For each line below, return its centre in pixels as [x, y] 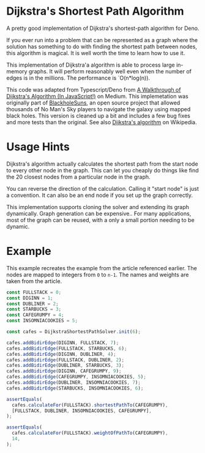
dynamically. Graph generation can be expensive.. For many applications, [99, 213]
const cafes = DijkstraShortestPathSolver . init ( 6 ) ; [73, 332]
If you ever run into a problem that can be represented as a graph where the [102, 40]
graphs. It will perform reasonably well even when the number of [110, 71]
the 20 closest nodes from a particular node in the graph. [79, 177]
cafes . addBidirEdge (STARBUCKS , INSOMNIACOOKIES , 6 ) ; [75, 388]
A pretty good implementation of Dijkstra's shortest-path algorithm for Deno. [103, 28]
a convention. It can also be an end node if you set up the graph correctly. [100, 195]
